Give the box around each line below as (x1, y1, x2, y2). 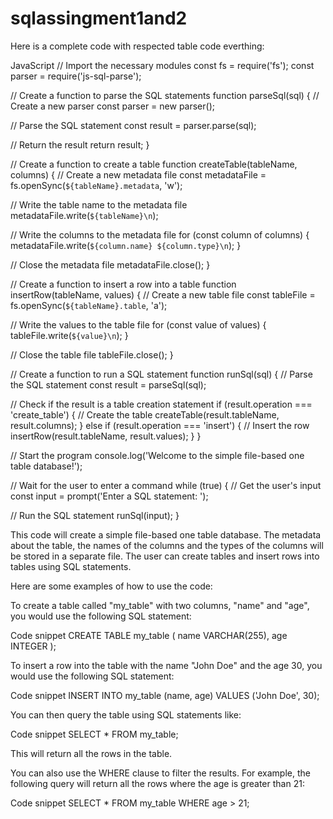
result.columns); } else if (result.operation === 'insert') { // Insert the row (10, 419, 310, 431)
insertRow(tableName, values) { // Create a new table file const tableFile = (10, 288, 316, 301)
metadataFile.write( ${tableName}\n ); (10, 209, 159, 221)
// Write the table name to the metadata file (10, 198, 188, 211)
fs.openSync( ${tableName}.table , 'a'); (10, 299, 168, 311)
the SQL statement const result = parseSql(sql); (10, 378, 207, 391)
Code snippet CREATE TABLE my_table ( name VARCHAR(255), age (10, 629, 288, 641)
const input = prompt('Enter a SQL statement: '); (10, 490, 209, 502)
